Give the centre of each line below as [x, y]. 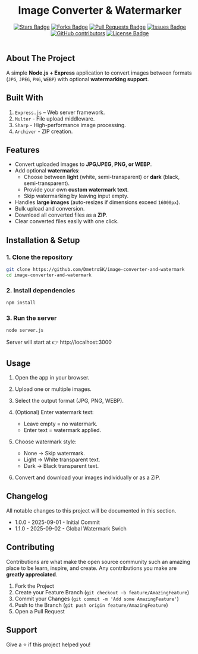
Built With [25, 98]
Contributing [30, 547]
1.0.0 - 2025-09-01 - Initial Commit [57, 522]
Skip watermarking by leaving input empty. [76, 196]
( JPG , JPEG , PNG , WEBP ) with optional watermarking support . [78, 79]
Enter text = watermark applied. [62, 430]
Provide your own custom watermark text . [76, 190]
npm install [21, 303]
